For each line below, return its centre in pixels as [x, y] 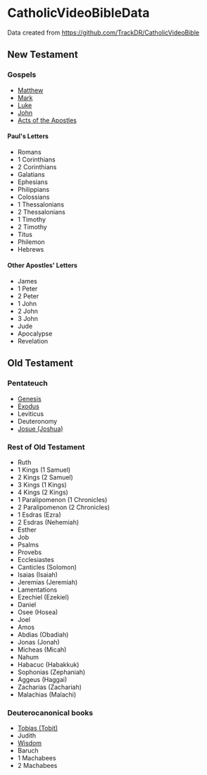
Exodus [29, 406]
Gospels [22, 75]
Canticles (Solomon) [47, 567]
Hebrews [31, 249]
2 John [28, 311]
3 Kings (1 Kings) [42, 485]
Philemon [31, 242]
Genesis [30, 398]
